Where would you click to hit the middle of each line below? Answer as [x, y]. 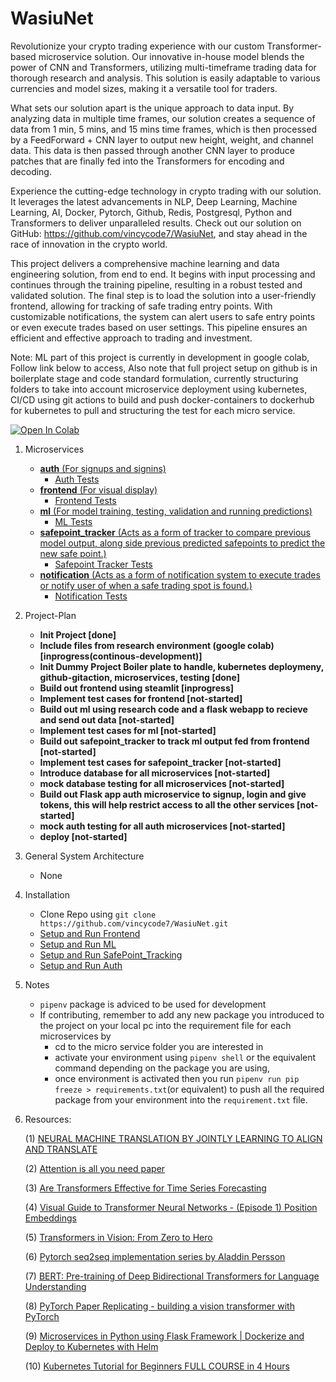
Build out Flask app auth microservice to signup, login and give [173, 794]
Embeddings [50, 1218]
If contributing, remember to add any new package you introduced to [182, 1014]
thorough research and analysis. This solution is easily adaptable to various [165, 78]
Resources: [48, 1119]
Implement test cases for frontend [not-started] [141, 698]
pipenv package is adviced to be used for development [153, 1004]
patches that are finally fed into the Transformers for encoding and [147, 161]
